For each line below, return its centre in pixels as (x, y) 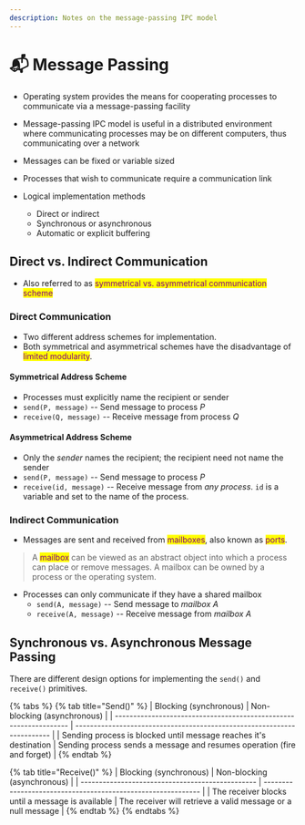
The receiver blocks (249, 792)
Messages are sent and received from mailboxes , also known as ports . (155, 540)
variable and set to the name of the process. (106, 497)
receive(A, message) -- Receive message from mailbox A (144, 614)
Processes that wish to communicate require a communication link (147, 178)
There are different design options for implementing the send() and (135, 679)
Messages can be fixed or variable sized (98, 160)
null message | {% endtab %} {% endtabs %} (95, 811)
